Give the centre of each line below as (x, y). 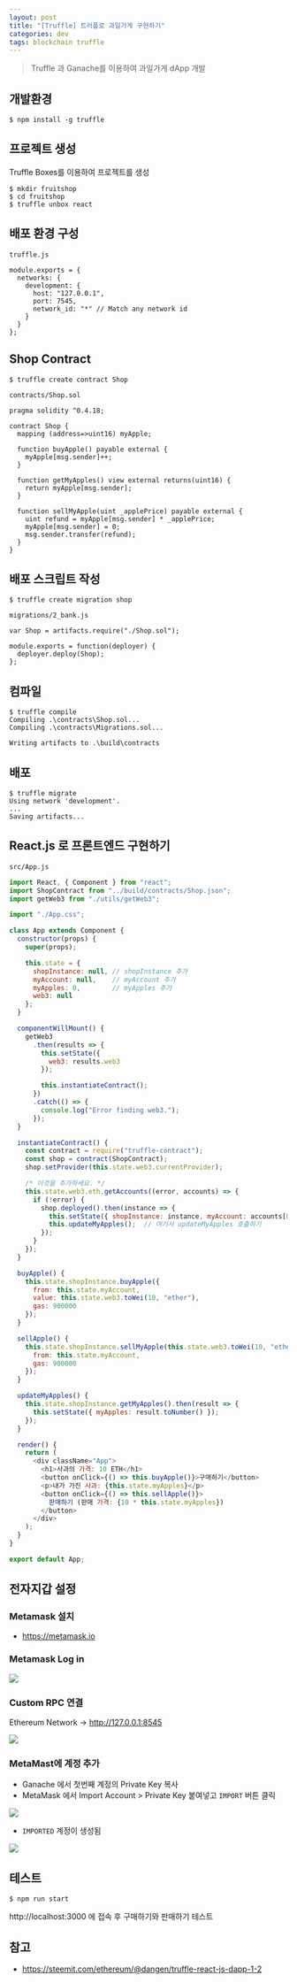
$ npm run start (39, 1899)
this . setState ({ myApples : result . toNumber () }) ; (126, 1412)
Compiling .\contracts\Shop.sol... (75, 720)
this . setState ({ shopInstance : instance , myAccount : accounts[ (168, 1216)
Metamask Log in (47, 1659)
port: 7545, (54, 301)
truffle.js (29, 254)
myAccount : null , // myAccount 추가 (104, 980)
